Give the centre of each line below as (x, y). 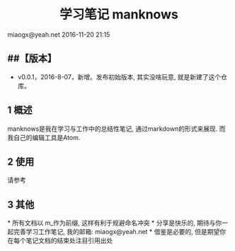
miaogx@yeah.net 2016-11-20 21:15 (59, 34)
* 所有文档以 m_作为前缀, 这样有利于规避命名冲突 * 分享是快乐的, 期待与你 (115, 223)
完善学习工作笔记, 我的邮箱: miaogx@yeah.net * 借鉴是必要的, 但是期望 (116, 232)
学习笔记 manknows (119, 14)
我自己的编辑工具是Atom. (44, 137)
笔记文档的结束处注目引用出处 (69, 240)
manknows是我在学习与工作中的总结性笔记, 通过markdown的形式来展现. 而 (116, 129)
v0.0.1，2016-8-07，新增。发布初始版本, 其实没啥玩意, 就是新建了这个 (119, 77)
